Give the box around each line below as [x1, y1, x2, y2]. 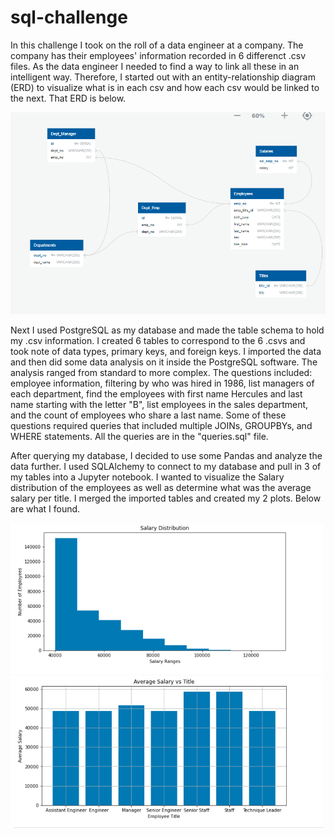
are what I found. [10, 503, 81, 515]
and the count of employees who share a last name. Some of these [10, 409, 287, 421]
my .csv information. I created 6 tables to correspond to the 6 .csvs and [10, 335, 306, 347]
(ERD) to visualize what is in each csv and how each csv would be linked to [10, 81, 320, 93]
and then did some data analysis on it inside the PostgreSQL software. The [10, 356, 318, 368]
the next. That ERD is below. [10, 92, 127, 104]
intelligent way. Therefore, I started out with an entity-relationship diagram [10, 71, 316, 83]
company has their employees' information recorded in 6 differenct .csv [10, 49, 307, 61]
